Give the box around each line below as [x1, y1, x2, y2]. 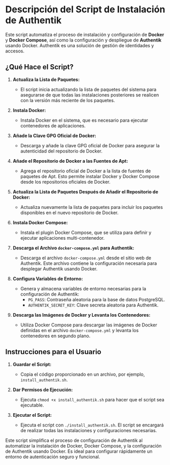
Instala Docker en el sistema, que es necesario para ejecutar [20, 117, 148, 123]
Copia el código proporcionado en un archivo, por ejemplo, [20, 371, 145, 377]
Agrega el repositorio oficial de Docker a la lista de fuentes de [20, 168, 151, 174]
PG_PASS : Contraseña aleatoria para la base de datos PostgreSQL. [28, 296, 165, 302]
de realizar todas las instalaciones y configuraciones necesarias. [20, 427, 157, 433]
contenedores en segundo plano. [20, 333, 91, 339]
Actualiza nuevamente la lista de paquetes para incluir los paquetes [20, 204, 163, 210]
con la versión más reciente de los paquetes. [20, 97, 115, 103]
